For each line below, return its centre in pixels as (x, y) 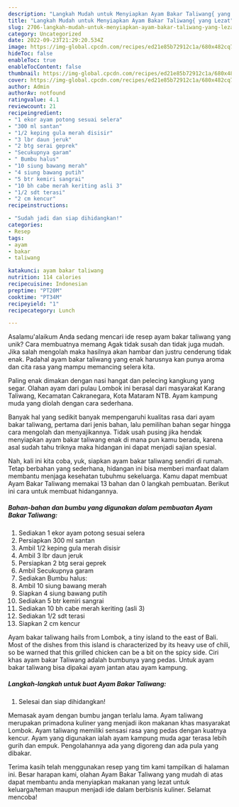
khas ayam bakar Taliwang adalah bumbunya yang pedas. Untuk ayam (111, 660)
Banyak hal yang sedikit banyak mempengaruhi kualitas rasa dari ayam (112, 417)
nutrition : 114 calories (45, 278)
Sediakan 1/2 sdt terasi (51, 616)
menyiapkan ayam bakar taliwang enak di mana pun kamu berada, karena (116, 440)
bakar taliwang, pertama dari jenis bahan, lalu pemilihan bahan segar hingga (119, 425)
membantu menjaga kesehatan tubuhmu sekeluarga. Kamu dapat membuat (118, 476)
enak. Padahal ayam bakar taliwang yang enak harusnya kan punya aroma (116, 359)
